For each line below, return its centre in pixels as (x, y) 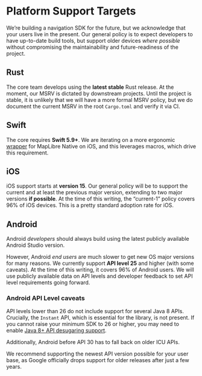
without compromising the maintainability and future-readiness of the (93, 47)
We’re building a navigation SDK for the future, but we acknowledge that (96, 28)
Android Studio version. (36, 245)
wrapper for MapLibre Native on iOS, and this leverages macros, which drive (101, 146)
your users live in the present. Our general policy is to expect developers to (99, 34)
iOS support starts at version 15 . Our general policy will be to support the (97, 186)
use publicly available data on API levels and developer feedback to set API (99, 276)
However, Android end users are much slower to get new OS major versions (100, 257)
